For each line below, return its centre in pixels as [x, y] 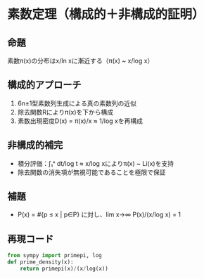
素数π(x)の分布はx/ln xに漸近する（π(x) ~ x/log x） [81, 61]
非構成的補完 [35, 145]
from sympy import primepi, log [55, 256]
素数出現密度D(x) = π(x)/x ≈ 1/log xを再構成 [80, 121]
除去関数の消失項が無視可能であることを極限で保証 [91, 172]
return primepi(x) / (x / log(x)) [64, 268]
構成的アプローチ [44, 85]
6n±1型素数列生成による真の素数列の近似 [77, 103]
